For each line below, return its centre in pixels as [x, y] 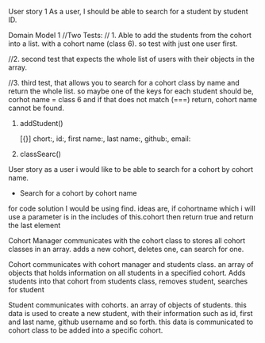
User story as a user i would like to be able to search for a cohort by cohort [131, 169]
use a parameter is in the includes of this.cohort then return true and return [131, 217]
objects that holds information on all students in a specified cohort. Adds [127, 273]
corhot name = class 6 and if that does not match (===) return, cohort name [133, 99]
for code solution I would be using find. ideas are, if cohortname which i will [132, 208]
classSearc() [40, 154]
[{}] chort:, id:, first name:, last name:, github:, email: [105, 139]
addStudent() [41, 123]
